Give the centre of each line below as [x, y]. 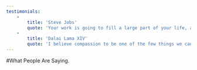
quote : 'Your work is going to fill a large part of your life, [107, 28]
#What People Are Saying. [38, 60]
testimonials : [23, 11]
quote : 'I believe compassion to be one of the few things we [105, 44]
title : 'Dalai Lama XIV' [57, 38]
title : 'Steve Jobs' [52, 22]
